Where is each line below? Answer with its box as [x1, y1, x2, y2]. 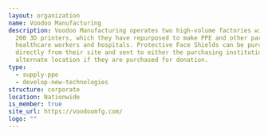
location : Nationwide [8, 93, 81, 101]
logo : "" [8, 115, 37, 123]
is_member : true [8, 100, 62, 108]
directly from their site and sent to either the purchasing [15, 48, 223, 56]
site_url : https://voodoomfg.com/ [8, 108, 124, 116]
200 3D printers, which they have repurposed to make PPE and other [15, 33, 248, 42]
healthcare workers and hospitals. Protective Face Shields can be [15, 41, 245, 49]
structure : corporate [8, 85, 81, 94]
